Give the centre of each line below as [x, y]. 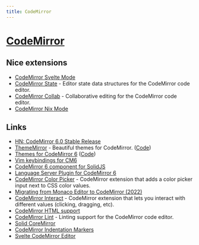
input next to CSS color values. [53, 186]
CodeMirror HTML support [47, 211]
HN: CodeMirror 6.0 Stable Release [58, 141]
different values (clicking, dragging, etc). [64, 205]
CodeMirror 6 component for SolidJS [60, 167]
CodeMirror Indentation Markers [54, 230]
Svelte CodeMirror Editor [45, 236]
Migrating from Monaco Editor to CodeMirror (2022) [78, 192]
